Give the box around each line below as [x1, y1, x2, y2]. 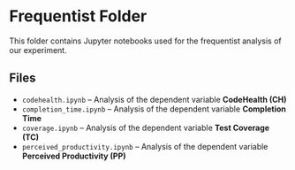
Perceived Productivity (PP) [21, 151, 126, 161]
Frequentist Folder [9, 6, 147, 27]
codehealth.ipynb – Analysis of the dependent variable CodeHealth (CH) [21, 94, 287, 104]
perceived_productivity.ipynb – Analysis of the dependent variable [21, 141, 269, 151]
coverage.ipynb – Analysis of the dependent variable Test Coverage [21, 122, 270, 133]
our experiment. [9, 44, 68, 55]
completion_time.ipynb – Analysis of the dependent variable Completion [21, 104, 287, 114]
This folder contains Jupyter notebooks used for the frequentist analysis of [9, 35, 283, 46]
